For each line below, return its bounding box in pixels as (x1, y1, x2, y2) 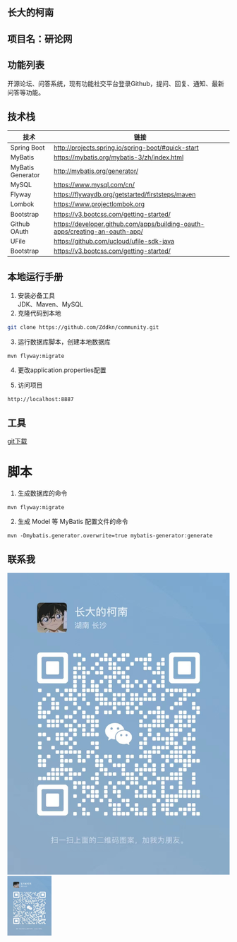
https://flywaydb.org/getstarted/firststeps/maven (54, 190, 196, 199)
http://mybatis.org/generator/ (54, 167, 139, 175)
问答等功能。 (7, 88, 44, 97)
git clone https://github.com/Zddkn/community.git (7, 323, 159, 330)
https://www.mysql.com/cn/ (54, 180, 135, 189)
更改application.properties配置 (17, 366, 107, 374)
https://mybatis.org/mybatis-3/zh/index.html (54, 153, 184, 162)
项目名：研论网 (7, 32, 73, 44)
